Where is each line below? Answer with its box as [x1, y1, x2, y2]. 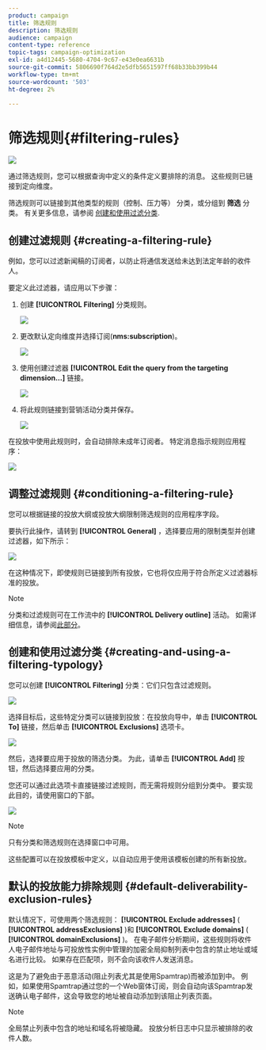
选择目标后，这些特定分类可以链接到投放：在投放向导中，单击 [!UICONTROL [8, 711, 258, 722]
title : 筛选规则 [8, 19, 57, 27]
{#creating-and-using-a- [104, 646, 231, 659]
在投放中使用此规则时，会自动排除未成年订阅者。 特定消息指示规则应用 [8, 437, 239, 446]
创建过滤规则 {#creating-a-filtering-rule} [8, 233, 212, 247]
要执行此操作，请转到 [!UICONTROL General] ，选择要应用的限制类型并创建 [8, 526, 256, 535]
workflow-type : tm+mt [8, 71, 80, 79]
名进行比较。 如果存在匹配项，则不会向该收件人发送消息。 [8, 954, 198, 964]
